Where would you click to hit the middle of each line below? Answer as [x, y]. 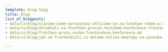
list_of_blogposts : [25, 19]
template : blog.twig [27, 10]
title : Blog [17, 14]
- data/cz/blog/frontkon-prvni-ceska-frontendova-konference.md [73, 33]
